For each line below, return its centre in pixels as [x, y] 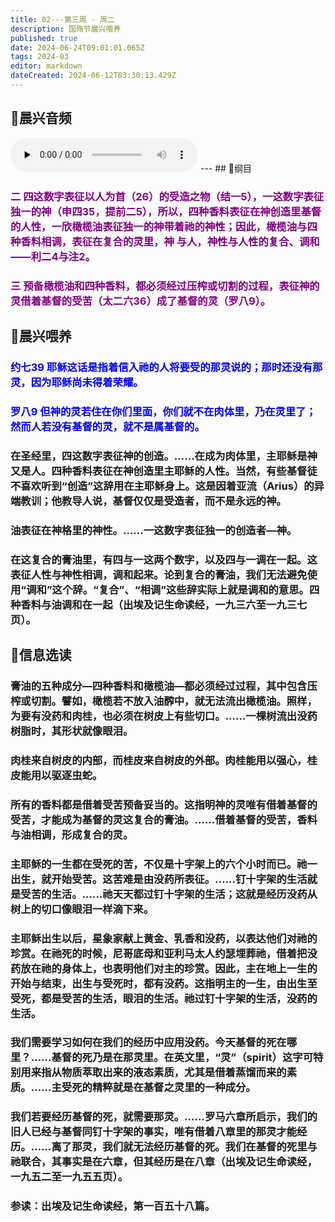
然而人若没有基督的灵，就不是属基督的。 [107, 426]
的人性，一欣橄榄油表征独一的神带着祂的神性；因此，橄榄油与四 [164, 226]
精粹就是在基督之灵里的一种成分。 [174, 1088]
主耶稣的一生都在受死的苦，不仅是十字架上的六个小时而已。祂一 [164, 864]
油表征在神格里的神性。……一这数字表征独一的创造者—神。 [154, 530]
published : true [44, 38]
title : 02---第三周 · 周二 [62, 19]
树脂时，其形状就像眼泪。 [72, 731]
